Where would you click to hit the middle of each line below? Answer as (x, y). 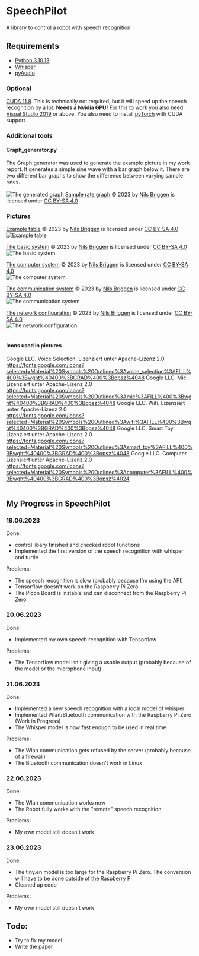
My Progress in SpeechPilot (58, 504)
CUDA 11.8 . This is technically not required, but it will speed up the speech (97, 102)
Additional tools (29, 135)
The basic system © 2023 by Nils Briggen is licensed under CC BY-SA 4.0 (97, 247)
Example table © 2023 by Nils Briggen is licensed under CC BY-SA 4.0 (92, 229)
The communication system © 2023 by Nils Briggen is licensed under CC (96, 289)
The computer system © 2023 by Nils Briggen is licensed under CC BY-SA (97, 265)
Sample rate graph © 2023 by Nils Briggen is (120, 195)
